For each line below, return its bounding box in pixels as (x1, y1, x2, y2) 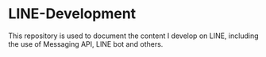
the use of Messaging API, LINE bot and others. (8, 39, 164, 48)
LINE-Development (8, 5, 137, 23)
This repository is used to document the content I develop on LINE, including (8, 31, 259, 40)
